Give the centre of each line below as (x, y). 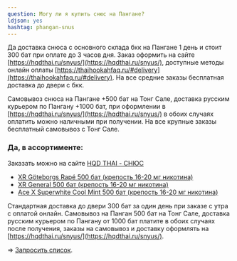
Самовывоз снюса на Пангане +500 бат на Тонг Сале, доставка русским (118, 99)
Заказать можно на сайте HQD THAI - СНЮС (76, 163)
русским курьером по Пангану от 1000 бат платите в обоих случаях (111, 220)
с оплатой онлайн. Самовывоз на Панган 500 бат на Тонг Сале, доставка (118, 213)
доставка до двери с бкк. (46, 85)
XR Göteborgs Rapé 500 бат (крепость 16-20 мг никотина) (105, 177)
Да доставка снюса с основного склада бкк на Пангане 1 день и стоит (115, 48)
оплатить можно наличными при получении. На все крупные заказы (112, 122)
